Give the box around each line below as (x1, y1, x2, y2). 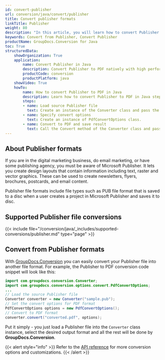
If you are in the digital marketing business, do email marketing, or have (5, 158, 150, 164)
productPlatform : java (23, 76, 69, 81)
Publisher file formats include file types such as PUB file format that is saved (5, 188, 160, 194)
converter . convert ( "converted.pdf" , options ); (5, 315, 102, 320)
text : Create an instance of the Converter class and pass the (27, 108, 160, 113)
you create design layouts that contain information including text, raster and (5, 168, 159, 174)
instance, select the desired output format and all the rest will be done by (5, 329, 153, 335)
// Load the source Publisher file (5, 292, 78, 297)
